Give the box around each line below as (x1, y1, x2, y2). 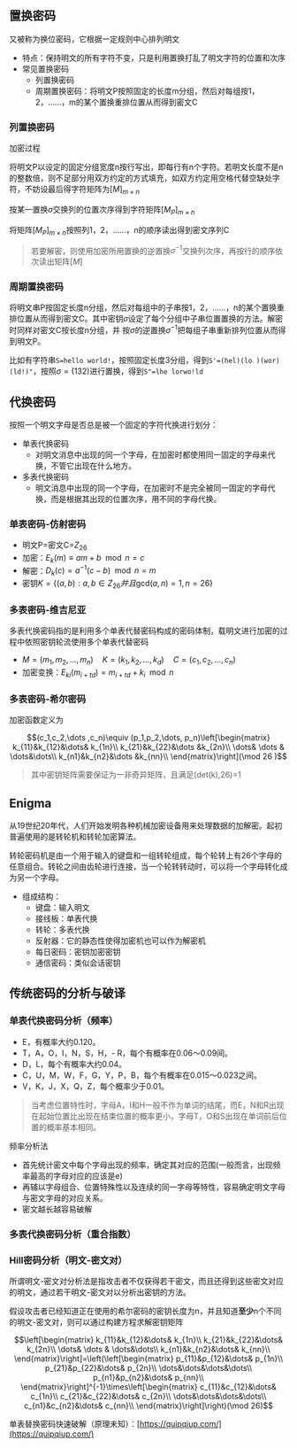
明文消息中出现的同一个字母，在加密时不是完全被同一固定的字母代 (34, 482, 276, 493)
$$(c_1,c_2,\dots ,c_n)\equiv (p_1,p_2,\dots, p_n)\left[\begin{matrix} (26, 732, 271, 743)
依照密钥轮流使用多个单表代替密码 (24, 637, 148, 647)
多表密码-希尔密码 (9, 693, 87, 705)
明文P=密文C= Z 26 (21, 539, 88, 553)
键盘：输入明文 (34, 902, 90, 913)
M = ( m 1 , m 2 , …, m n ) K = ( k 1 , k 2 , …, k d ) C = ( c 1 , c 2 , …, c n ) (21, 654, 236, 667)
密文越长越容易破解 (21, 1204, 93, 1214)
